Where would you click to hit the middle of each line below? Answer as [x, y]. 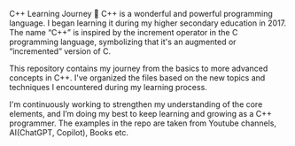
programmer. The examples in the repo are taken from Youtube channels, [143, 123]
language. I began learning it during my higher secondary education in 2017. [148, 23]
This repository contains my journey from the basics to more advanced [139, 68]
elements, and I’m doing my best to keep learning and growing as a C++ [141, 114]
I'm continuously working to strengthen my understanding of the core [136, 104]
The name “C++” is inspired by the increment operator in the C [124, 32]
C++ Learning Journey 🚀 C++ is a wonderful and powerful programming [141, 14]
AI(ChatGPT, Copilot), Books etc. [69, 132]
